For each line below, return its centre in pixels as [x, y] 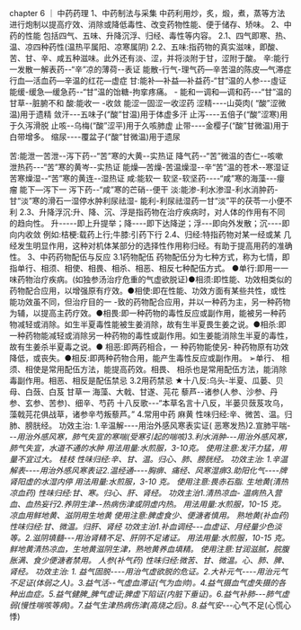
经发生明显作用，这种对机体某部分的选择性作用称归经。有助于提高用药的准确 [151, 246]
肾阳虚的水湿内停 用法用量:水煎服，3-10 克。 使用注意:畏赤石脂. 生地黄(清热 [149, 482]
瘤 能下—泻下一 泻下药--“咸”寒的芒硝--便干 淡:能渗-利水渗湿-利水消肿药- [144, 190]
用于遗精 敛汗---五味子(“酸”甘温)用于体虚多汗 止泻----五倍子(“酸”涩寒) [150, 114]
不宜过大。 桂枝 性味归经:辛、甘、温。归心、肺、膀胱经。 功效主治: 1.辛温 [152, 459]
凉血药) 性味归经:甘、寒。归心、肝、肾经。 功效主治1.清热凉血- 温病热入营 [146, 493]
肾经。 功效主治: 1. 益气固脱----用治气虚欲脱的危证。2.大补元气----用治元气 [149, 572]
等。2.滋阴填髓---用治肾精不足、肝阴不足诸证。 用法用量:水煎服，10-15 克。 [150, 538]
